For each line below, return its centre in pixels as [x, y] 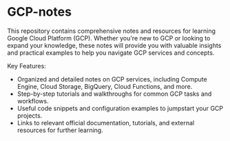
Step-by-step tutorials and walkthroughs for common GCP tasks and [114, 94]
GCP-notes [40, 12]
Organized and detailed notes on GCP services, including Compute [112, 79]
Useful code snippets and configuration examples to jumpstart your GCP [120, 108]
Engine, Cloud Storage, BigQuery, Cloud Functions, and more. [105, 86]
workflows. [33, 101]
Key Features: [27, 66]
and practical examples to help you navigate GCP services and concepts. [111, 53]
